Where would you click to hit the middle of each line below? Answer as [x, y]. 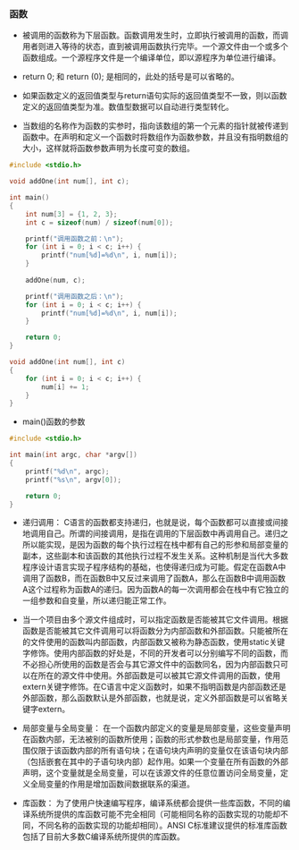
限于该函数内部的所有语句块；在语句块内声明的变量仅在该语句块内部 [163, 751]
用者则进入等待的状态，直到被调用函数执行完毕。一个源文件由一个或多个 [155, 47]
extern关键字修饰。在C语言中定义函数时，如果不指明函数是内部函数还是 [154, 687]
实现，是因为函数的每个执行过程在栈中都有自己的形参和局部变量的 [167, 545]
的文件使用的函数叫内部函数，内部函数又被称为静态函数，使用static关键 [154, 642]
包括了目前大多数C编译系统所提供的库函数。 [104, 837]
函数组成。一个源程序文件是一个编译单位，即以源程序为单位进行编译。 [151, 58]
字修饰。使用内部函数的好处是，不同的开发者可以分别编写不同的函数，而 [155, 653]
